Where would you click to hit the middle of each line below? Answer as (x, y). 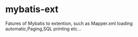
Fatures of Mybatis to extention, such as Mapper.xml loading (69, 23)
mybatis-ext (32, 9)
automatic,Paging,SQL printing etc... (43, 28)
